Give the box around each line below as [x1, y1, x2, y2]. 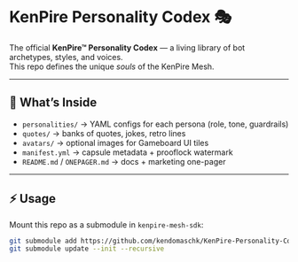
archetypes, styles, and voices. [9, 51, 123, 62]
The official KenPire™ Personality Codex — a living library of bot [9, 42, 246, 53]
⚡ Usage [9, 191, 56, 206]
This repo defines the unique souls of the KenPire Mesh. [9, 61, 215, 72]
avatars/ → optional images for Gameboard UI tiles [21, 137, 209, 148]
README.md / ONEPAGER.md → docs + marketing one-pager [21, 156, 226, 166]
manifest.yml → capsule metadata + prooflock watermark [21, 147, 233, 158]
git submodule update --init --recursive [9, 244, 165, 253]
